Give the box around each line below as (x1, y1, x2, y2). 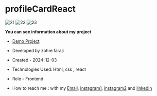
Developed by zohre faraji (12, 48, 64, 53)
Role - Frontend (12, 76, 44, 81)
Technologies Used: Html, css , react (12, 66, 86, 72)
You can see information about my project (5, 29, 91, 34)
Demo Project (12, 38, 40, 44)
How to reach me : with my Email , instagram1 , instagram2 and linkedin (12, 85, 152, 91)
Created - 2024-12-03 (12, 57, 57, 63)
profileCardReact (5, 3, 76, 15)
